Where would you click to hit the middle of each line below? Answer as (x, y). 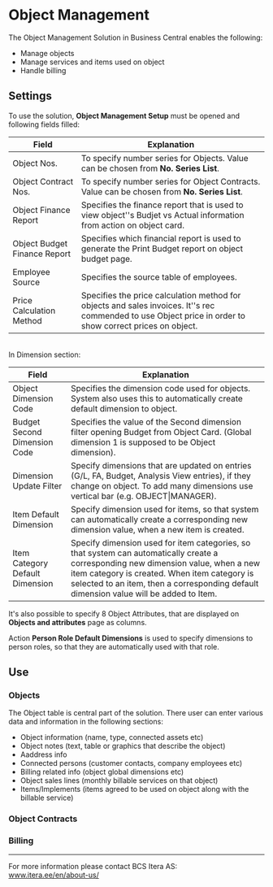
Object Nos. (35, 163)
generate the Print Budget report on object (162, 248)
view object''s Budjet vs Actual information (162, 215)
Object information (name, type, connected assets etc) (112, 737)
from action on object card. (133, 225)
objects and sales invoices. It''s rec (148, 305)
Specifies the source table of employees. (159, 276)
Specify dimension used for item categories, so (160, 542)
